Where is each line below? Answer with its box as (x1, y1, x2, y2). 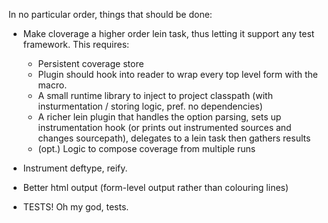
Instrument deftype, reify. (22, 162, 128, 174)
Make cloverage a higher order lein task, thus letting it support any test (22, 28, 315, 39)
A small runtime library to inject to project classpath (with (37, 90, 273, 101)
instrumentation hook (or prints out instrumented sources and (37, 122, 292, 133)
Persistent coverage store (37, 58, 145, 69)
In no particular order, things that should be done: (8, 9, 213, 20)
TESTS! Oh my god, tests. (22, 201, 130, 213)
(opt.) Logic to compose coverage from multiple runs (37, 143, 256, 154)
